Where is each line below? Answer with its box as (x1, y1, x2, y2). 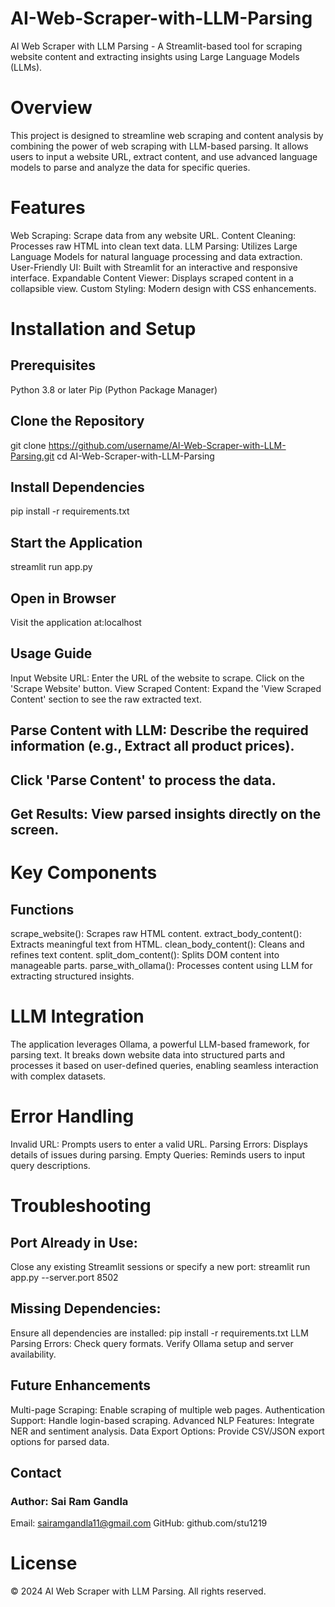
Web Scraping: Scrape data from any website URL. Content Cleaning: (10, 229, 297, 241)
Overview (10, 97, 93, 119)
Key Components (10, 862, 158, 884)
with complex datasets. (10, 1070, 107, 1082)
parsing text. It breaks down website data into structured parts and (10, 1048, 286, 1061)
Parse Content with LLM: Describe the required (10, 722, 309, 739)
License (10, 1552, 78, 1575)
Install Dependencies (10, 479, 145, 496)
